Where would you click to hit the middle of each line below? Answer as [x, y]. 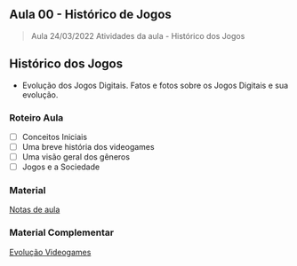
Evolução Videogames [50, 252]
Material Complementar [61, 232]
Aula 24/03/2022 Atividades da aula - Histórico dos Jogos [138, 35]
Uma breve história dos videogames [88, 146]
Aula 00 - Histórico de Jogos [90, 15]
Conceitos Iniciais [54, 137]
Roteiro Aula [36, 117]
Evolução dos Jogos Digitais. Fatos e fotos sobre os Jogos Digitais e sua [155, 85]
